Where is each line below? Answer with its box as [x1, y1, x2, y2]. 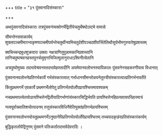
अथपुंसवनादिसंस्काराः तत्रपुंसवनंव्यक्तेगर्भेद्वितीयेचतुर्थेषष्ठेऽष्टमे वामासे [5, 24, 106, 30]
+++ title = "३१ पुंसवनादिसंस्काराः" [5, 5, 64, 10]
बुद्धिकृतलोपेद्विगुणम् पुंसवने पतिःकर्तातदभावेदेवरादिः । [5, 124, 82, 130]
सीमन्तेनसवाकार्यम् [5, 34, 33, 39]
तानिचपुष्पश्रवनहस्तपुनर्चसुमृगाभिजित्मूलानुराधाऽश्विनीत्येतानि [5, 55, 94, 61]
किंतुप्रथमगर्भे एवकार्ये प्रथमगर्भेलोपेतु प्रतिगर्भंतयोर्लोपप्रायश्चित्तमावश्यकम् [5, 84, 108, 90]
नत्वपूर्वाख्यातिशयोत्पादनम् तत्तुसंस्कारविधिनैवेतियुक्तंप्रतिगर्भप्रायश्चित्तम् [5, 104, 108, 110]
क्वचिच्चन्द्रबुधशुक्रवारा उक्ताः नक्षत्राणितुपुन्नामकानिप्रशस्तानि [5, 49, 93, 55]
